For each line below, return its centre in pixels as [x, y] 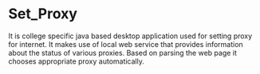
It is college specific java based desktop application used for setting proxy [130, 36]
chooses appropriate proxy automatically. [77, 61]
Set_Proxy [43, 14]
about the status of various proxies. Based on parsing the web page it [123, 53]
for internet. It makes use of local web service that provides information [126, 44]
